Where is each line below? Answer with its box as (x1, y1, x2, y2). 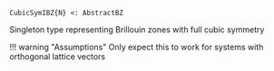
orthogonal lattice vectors (9, 51, 106, 62)
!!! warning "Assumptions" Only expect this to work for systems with (9, 41, 264, 52)
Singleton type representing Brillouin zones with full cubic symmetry (9, 24, 265, 35)
